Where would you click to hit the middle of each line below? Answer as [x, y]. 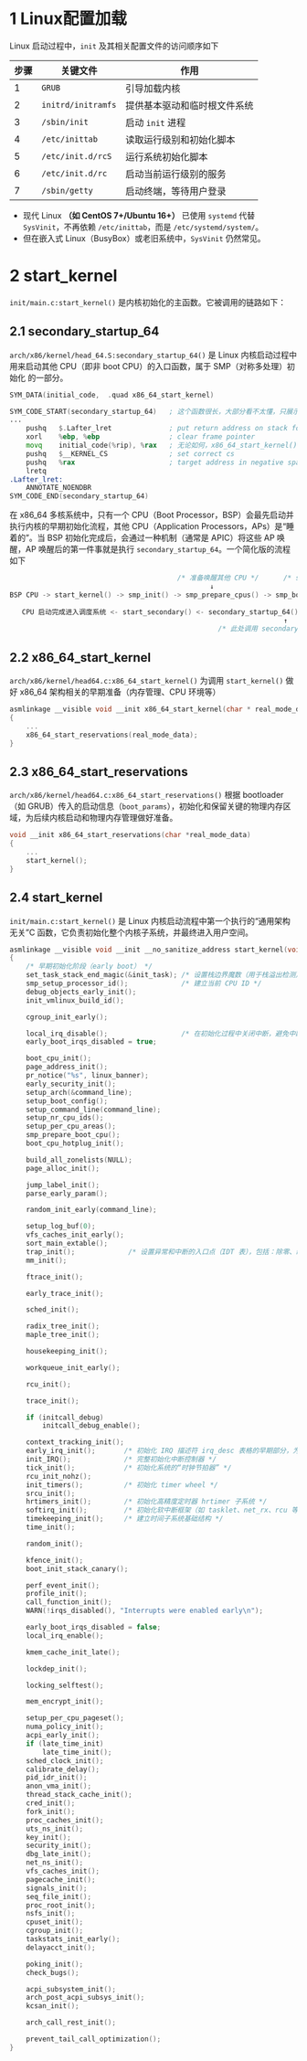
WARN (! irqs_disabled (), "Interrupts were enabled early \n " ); [144, 1611]
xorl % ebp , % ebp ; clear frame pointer [141, 437]
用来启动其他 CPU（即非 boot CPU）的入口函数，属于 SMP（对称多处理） [148, 366]
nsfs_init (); [51, 1914]
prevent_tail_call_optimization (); [94, 2039]
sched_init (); [53, 1310]
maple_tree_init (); [63, 1335]
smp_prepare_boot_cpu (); [73, 1135]
